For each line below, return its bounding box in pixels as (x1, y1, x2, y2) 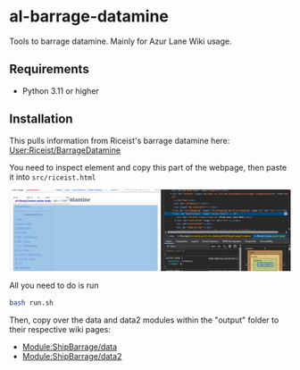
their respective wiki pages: (9, 324, 112, 334)
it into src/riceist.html (9, 172, 96, 182)
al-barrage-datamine (9, 6, 170, 27)
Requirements (9, 62, 89, 77)
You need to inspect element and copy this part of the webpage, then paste (9, 162, 287, 172)
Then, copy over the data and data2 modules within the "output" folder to (9, 315, 279, 325)
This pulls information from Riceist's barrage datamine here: (9, 135, 230, 146)
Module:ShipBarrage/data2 (21, 350, 122, 361)
